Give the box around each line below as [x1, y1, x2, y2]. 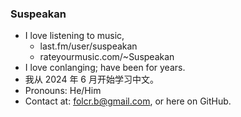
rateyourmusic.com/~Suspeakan [39, 51, 175, 63]
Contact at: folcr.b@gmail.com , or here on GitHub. [24, 95, 232, 107]
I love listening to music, [24, 30, 125, 42]
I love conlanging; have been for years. [24, 62, 186, 74]
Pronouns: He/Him [24, 85, 102, 97]
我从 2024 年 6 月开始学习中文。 [24, 73, 159, 86]
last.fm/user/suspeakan [39, 40, 138, 52]
